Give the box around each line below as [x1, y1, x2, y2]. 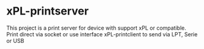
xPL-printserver [6, 4, 89, 18]
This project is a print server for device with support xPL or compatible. [6, 24, 187, 31]
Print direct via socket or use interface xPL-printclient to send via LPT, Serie [6, 30, 198, 38]
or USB [6, 37, 25, 44]
